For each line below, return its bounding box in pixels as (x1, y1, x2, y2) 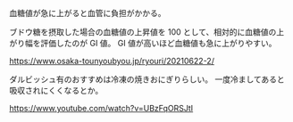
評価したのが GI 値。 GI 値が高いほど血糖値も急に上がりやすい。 (39, 38, 277, 48)
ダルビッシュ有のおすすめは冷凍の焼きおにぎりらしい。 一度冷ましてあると (9, 74, 286, 85)
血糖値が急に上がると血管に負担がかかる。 (9, 8, 166, 18)
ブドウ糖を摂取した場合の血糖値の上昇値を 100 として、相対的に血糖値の (9, 27, 277, 37)
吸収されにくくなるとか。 (9, 85, 104, 95)
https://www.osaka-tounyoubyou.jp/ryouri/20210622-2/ (9, 56, 214, 66)
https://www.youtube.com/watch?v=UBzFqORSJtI (9, 103, 194, 113)
